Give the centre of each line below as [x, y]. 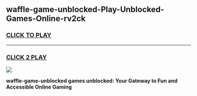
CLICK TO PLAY [29, 35]
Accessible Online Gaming [39, 87]
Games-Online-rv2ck [46, 19]
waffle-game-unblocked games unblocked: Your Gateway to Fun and [92, 80]
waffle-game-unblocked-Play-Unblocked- [85, 10]
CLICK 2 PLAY [26, 57]
